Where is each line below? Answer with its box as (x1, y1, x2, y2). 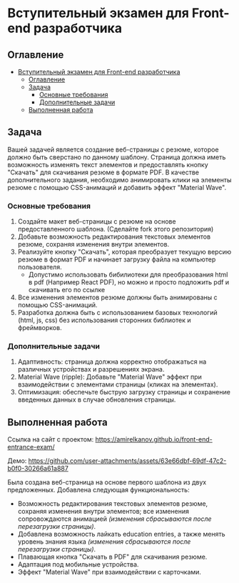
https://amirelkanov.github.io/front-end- (95, 435, 213, 444)
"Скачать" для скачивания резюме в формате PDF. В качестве (7, 168, 200, 176)
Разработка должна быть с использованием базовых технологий (17, 309, 218, 317)
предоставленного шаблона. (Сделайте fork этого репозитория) (17, 225, 214, 234)
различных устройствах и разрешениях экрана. (17, 365, 165, 374)
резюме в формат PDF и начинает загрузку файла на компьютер (17, 255, 216, 264)
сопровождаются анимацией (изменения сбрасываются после (17, 514, 212, 523)
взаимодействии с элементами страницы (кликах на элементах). (17, 380, 218, 389)
